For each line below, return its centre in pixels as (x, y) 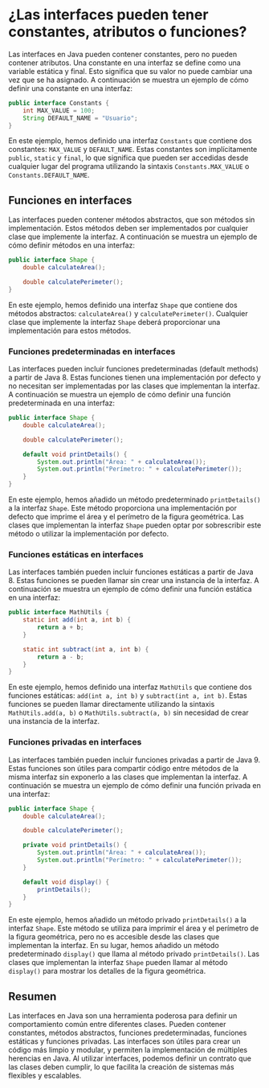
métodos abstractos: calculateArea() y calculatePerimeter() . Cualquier (128, 313)
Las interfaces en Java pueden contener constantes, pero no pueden (123, 54)
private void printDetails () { (75, 845)
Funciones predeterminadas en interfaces (92, 351)
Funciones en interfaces (70, 200)
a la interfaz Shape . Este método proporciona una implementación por (122, 508)
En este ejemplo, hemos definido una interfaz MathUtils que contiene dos (130, 687)
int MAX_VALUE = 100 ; (59, 110)
